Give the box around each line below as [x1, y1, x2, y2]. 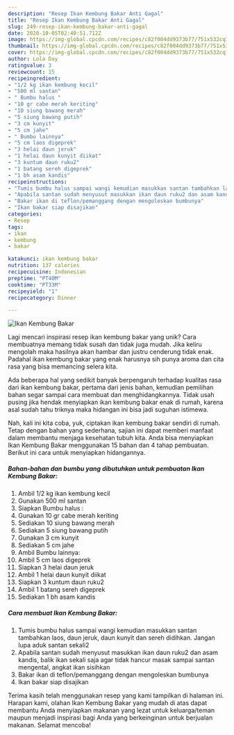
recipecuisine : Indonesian [8, 268, 86, 275]
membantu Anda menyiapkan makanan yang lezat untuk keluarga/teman [8, 706, 215, 715]
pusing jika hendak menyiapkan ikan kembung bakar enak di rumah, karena [8, 398, 224, 407]
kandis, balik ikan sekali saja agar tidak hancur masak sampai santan [17, 656, 215, 664]
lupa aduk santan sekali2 [17, 641, 90, 649]
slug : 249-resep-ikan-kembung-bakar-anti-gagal [8, 23, 149, 30]
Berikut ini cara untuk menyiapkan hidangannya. [8, 449, 146, 457]
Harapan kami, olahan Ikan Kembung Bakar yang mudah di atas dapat [8, 699, 208, 707]
